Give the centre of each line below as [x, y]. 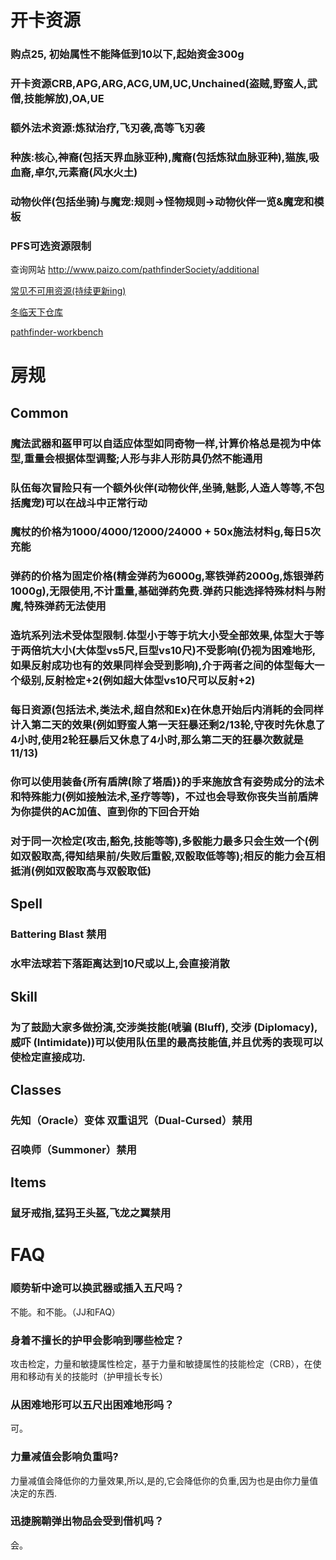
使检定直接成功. [48, 1057]
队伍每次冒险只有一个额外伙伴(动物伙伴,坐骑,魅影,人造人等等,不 [162, 488]
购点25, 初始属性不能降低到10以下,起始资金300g [127, 54]
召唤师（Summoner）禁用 [73, 1149]
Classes [36, 1089]
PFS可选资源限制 [51, 246]
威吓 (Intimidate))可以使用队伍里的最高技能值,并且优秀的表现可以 [167, 1042]
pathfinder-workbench [57, 332]
